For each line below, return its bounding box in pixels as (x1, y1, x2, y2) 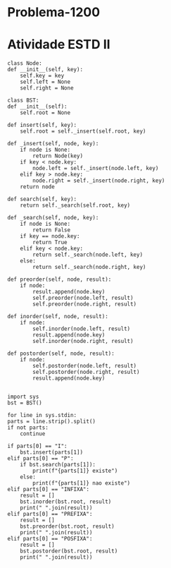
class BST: (7, 97, 39, 104)
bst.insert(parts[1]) (20, 449, 83, 456)
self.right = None (20, 85, 74, 92)
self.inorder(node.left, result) (32, 325, 131, 332)
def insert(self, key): (7, 121, 77, 129)
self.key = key (20, 72, 65, 80)
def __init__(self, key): (7, 66, 83, 73)
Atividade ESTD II (7, 37, 110, 53)
